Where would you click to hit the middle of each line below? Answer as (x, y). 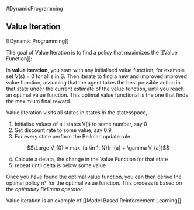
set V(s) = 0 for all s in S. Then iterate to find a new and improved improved (96, 76)
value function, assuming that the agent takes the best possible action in (93, 82)
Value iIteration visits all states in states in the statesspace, (77, 112)
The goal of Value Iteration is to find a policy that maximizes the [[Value (92, 52)
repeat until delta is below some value (60, 165)
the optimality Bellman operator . (45, 189)
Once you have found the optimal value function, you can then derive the (94, 177)
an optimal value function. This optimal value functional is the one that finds (97, 95)
